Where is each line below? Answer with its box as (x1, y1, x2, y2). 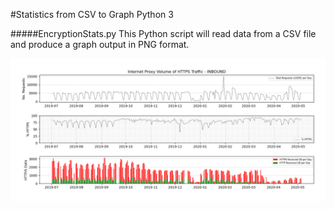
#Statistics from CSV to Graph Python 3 (10, 9, 174, 20)
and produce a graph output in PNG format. (10, 39, 190, 50)
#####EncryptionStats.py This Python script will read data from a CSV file (10, 28, 317, 39)
